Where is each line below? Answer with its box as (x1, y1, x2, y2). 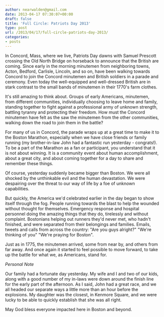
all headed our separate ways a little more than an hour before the (5, 286, 139, 292)
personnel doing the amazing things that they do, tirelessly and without (5, 211, 148, 217)
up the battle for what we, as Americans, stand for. (5, 252, 107, 258)
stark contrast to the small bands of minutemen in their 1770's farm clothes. (5, 84, 158, 90)
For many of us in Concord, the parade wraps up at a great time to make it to (5, 129, 160, 135)
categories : (5, 35, 29, 40)
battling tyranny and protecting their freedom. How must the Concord (5, 109, 145, 115)
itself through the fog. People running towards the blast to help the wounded (5, 200, 159, 206)
